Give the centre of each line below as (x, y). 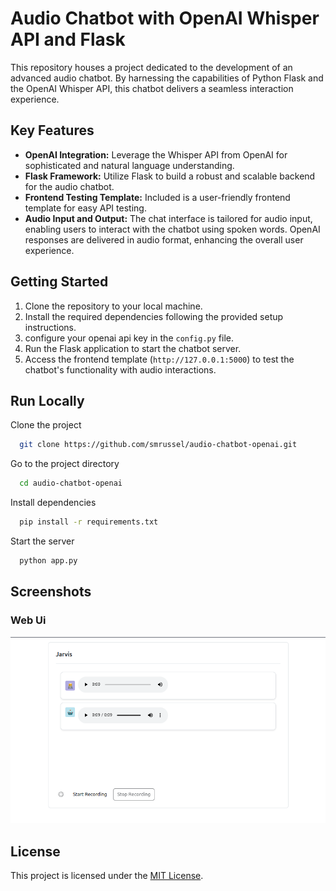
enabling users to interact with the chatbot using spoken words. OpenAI (172, 229)
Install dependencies (53, 503)
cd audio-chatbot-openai (71, 483)
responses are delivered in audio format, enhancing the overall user (164, 239)
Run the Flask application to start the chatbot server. (133, 348)
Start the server (42, 541)
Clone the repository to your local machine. (113, 306)
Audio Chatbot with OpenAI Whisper (165, 18)
